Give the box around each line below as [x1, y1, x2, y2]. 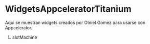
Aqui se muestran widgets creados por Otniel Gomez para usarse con [5, 20, 146, 25]
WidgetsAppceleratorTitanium [5, 3, 132, 15]
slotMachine [12, 34, 38, 40]
